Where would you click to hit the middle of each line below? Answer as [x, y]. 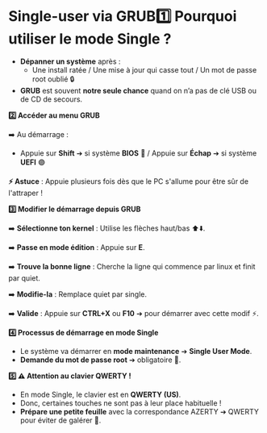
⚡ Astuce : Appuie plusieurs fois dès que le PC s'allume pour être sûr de [128, 181]
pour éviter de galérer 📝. [60, 420]
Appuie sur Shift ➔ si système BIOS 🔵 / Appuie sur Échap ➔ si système [138, 153]
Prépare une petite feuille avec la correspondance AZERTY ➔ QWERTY [140, 411]
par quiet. [24, 278]
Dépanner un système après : [70, 61]
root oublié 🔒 [53, 79]
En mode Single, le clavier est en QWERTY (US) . [100, 394]
